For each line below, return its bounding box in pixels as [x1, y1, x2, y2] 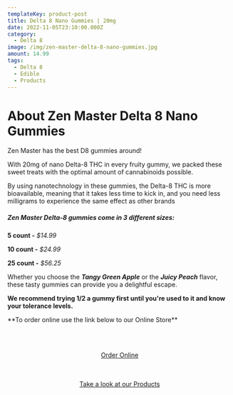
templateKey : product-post [7, 10, 88, 18]
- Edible [14, 70, 40, 77]
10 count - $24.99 [7, 245, 61, 254]
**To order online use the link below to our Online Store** [7, 316, 178, 324]
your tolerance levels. [7, 301, 73, 311]
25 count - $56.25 [7, 259, 62, 268]
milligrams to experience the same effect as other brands [7, 197, 176, 206]
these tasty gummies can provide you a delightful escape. [7, 280, 177, 289]
